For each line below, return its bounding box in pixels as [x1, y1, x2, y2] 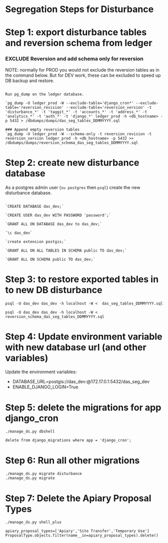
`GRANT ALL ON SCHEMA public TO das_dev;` [5, 257, 96, 262]
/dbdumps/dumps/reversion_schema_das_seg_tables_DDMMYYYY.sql [5, 140, 138, 145]
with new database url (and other [5, 341, 147, 353]
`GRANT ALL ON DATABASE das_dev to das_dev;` [5, 221, 102, 226]
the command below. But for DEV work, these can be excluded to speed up [5, 72, 161, 78]
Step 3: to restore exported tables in [5, 273, 159, 285]
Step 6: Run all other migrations [5, 455, 140, 466]
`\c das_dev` [5, 230, 33, 235]
